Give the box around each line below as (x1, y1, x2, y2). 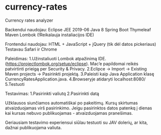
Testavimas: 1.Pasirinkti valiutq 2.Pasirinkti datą (5, 91, 99, 96)
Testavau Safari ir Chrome (5, 46, 57, 52)
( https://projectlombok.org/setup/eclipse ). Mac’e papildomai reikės (5, 61, 139, 67)
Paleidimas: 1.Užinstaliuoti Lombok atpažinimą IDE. (5, 55, 107, 61)
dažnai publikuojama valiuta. (5, 124, 62, 130)
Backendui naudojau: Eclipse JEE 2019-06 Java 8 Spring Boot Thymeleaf (5, 27, 151, 32)
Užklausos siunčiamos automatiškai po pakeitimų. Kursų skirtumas (5, 100, 138, 106)
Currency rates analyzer (5, 17, 53, 23)
